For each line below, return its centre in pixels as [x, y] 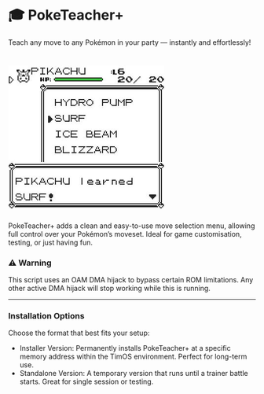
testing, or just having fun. [50, 242]
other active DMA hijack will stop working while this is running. [109, 289]
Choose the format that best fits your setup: [79, 333]
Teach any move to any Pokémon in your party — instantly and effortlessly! [130, 42]
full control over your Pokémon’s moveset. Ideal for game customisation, [125, 234]
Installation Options [46, 316]
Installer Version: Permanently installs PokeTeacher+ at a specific [125, 348]
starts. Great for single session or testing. [86, 381]
